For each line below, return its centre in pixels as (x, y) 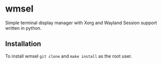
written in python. (23, 28)
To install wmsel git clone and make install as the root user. (69, 56)
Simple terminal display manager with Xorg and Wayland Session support (81, 23)
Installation (23, 44)
